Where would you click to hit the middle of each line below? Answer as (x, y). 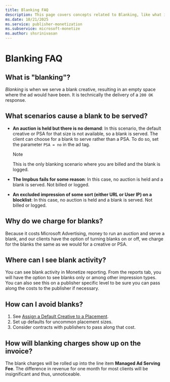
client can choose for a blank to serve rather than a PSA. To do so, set (86, 139)
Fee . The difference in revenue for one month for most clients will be (77, 369)
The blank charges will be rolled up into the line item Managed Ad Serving (83, 363)
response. (16, 100)
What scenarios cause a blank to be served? (77, 116)
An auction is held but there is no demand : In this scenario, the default (87, 128)
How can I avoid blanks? (44, 304)
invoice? (19, 351)
